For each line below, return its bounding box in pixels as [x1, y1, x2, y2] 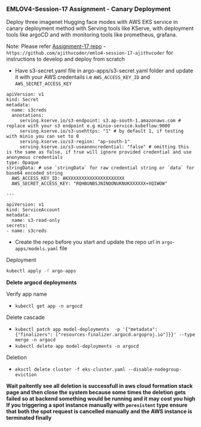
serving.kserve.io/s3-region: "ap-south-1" [19, 139, 130, 145]
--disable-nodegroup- [128, 366, 182, 373]
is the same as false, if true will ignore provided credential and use [6, 149, 192, 155]
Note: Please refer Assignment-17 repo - [6, 43, 106, 50]
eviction [14, 372, 37, 378]
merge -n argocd [14, 337, 56, 343]
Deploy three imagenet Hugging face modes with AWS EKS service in [6, 19, 178, 26]
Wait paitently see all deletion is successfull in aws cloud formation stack [6, 383, 193, 390]
